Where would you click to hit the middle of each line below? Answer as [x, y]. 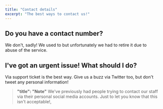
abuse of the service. [26, 50]
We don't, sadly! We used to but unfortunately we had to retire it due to [76, 45]
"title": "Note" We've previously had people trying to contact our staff [87, 92]
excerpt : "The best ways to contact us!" [48, 14]
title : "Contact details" [31, 9]
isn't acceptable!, [34, 102]
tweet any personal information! [37, 82]
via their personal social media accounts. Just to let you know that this [87, 96]
